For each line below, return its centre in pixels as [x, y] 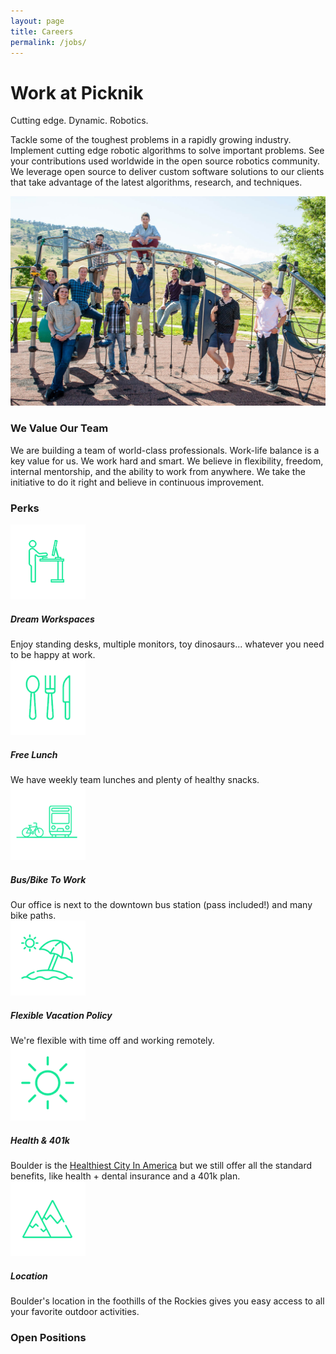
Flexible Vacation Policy [61, 1015]
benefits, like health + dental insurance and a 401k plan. [125, 1176]
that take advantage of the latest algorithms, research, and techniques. [156, 182]
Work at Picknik [77, 92]
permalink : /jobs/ [48, 42]
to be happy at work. [53, 655]
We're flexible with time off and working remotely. [112, 1040]
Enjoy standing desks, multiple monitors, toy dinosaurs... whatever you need [167, 644]
